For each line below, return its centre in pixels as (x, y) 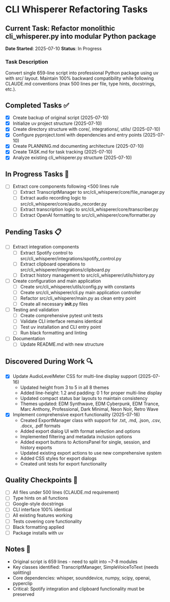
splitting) (22, 572)
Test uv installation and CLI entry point (61, 327)
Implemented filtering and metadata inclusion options (76, 437)
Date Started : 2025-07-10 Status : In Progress (53, 49)
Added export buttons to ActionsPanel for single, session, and (85, 442)
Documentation (29, 339)
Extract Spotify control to (46, 253)
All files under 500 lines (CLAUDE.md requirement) (66, 493)
